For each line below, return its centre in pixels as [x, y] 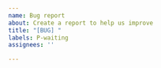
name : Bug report [37, 15]
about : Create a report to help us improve [81, 23]
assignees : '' [32, 45]
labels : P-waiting [38, 38]
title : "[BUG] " [35, 30]
